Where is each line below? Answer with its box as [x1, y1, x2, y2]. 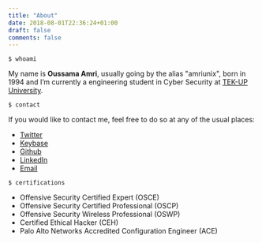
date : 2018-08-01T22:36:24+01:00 [8, 19, 118, 27]
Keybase [19, 139, 49, 148]
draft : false [8, 26, 51, 34]
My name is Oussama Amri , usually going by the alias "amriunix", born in [8, 69, 246, 79]
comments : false [8, 33, 62, 42]
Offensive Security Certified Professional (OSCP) [19, 201, 179, 211]
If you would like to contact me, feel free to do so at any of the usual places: [8, 115, 255, 125]
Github [19, 147, 42, 156]
